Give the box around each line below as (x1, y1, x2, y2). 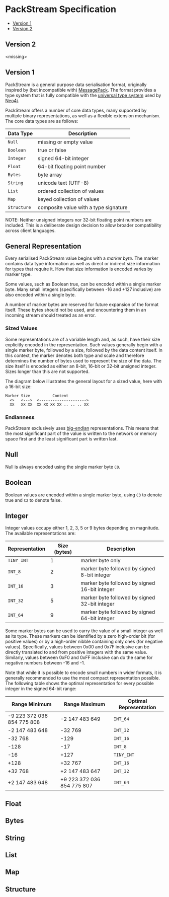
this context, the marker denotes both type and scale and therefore (5, 352, 144, 358)
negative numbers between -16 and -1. (5, 660, 86, 666)
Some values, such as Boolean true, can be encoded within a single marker (5, 281, 161, 287)
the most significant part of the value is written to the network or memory (5, 430, 157, 436)
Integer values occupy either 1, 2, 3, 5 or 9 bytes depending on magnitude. (5, 525, 160, 531)
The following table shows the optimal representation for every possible (5, 681, 154, 687)
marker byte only (80, 557, 121, 564)
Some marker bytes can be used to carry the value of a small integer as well (5, 628, 163, 634)
